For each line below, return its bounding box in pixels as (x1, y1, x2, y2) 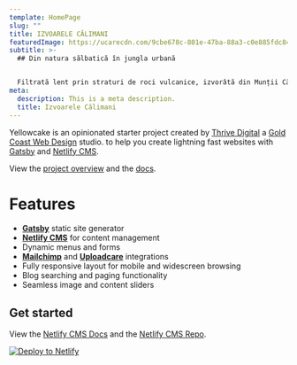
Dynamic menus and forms (21, 242, 121, 252)
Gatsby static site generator (21, 223, 125, 234)
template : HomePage (9, 12, 81, 22)
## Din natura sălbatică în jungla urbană (17, 54, 176, 63)
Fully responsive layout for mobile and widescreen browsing (21, 260, 241, 271)
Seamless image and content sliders (21, 280, 155, 291)
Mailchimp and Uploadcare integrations (21, 252, 170, 262)
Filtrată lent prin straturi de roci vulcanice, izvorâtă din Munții (17, 78, 278, 87)
